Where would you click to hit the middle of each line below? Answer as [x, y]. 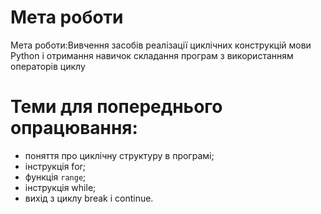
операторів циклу [48, 66]
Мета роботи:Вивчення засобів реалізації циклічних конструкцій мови [161, 45]
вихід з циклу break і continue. [89, 198]
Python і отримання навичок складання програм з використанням [152, 55]
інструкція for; [55, 166]
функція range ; [55, 177]
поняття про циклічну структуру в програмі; [119, 155]
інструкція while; [60, 187]
